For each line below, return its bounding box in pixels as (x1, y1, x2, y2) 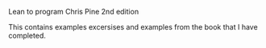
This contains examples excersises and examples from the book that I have (8, 22, 258, 31)
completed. (8, 31, 46, 40)
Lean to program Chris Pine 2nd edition (8, 7, 139, 16)
